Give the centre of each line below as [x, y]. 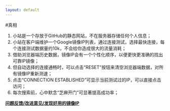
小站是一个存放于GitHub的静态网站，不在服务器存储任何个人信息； [82, 35]
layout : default [22, 10]
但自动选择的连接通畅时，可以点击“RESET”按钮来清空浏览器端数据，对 [86, 67]
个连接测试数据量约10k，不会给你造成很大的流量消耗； [69, 48]
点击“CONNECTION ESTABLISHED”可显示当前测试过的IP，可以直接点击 [87, 80]
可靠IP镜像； [26, 61]
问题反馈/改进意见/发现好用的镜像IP [42, 103]
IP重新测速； [39, 73]
